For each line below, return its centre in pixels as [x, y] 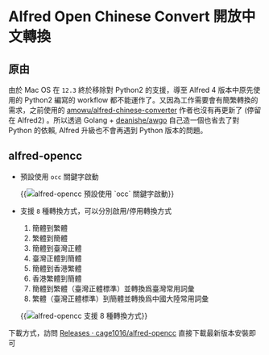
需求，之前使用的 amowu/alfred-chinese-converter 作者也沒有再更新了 [126, 110]
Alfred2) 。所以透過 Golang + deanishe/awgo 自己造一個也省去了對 [128, 120]
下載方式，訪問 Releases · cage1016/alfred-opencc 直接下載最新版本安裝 [129, 332]
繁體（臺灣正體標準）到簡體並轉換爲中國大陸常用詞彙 [120, 299]
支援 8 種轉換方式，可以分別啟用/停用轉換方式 [95, 211]
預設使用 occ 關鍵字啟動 [59, 176]
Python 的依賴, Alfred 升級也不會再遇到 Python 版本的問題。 [108, 130]
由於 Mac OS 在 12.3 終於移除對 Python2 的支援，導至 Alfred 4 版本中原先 [131, 90]
